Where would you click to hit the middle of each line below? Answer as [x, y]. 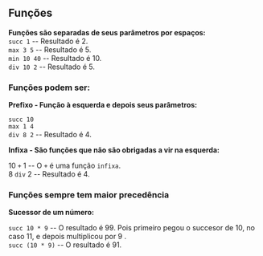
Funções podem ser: [49, 87]
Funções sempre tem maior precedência [89, 195]
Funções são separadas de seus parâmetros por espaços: [107, 32]
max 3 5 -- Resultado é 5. [50, 49]
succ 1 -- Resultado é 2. [48, 41]
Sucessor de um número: [51, 213]
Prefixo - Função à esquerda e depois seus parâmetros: [103, 105]
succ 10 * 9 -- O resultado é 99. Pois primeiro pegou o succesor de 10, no [132, 228]
